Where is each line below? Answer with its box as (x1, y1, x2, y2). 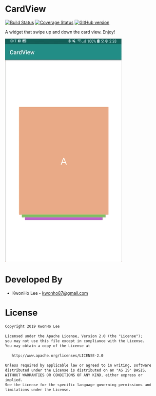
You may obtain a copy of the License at (5, 343, 91, 348)
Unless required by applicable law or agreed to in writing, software (5, 363, 152, 368)
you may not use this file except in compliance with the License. (5, 339, 145, 343)
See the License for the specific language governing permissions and (5, 382, 152, 387)
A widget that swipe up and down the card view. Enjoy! (5, 29, 116, 35)
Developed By (5, 274, 63, 285)
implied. (5, 377, 23, 382)
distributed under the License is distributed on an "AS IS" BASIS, (5, 368, 147, 373)
